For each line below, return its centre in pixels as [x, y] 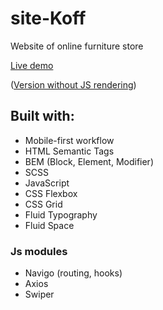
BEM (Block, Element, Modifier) [89, 161]
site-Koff [48, 18]
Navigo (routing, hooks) [73, 273]
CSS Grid [43, 204]
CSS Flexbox [51, 193]
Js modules [39, 251]
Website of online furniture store [77, 46]
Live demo [32, 65]
